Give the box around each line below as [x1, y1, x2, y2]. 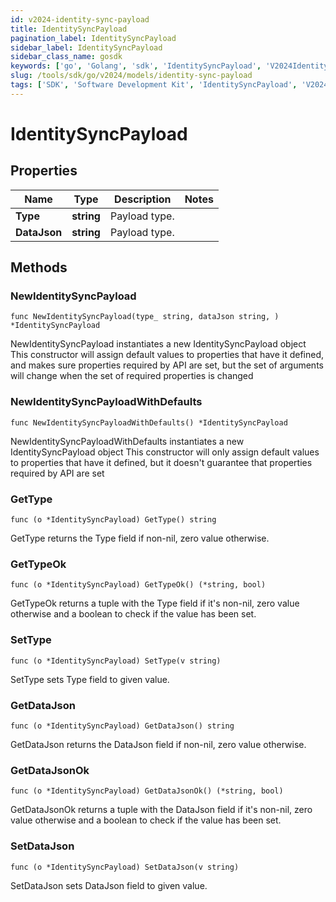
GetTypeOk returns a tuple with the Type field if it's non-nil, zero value [10, 597, 300, 610]
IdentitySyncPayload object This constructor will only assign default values [10, 446, 320, 458]
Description [114, 192, 172, 206]
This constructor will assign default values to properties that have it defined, [10, 349, 325, 361]
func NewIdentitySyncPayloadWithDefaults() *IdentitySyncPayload [10, 417, 288, 428]
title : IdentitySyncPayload [10, 24, 128, 34]
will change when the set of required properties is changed [10, 370, 254, 382]
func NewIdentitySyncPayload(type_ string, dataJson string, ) [10, 312, 280, 322]
